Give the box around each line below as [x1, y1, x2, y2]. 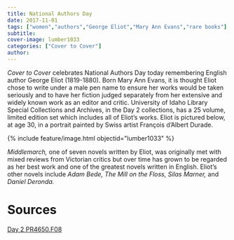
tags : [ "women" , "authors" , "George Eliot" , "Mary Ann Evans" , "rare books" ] [7, 23, 228, 30]
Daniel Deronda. [7, 177, 55, 185]
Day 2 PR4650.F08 [7, 225, 62, 233]
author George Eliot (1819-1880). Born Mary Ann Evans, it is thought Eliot [7, 76, 217, 84]
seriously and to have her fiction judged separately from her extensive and [7, 90, 223, 99]
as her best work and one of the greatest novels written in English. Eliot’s [7, 162, 217, 171]
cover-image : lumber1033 [7, 36, 80, 43]
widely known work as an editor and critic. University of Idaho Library [7, 98, 208, 106]
